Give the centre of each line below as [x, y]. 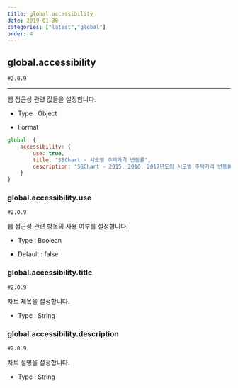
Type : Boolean [40, 241]
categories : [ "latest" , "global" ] [57, 27]
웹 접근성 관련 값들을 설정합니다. [52, 99]
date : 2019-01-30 [33, 21]
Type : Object [37, 113]
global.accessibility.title [50, 273]
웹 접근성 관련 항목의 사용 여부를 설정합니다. [68, 227]
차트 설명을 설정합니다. [39, 363]
